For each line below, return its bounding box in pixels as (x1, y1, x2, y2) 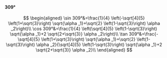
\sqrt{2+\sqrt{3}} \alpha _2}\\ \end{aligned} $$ (35, 47, 133, 53)
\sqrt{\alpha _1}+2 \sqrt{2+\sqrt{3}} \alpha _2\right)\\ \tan (10, 31, 128, 37)
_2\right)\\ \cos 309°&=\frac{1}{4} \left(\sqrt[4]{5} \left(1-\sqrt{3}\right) (11, 25, 157, 32)
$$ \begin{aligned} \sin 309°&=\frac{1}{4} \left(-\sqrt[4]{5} (23, 15, 145, 21)
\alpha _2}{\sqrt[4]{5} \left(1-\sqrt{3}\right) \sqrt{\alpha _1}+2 (36, 41, 162, 47)
